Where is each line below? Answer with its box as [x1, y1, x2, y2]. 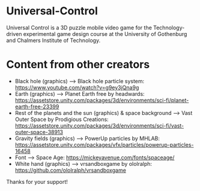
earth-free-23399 [14, 103, 59, 110]
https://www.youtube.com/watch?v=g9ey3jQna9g [14, 84, 139, 91]
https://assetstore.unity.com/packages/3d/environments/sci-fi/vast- [14, 122, 184, 129]
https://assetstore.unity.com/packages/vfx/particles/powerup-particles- [14, 141, 194, 148]
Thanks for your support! [6, 178, 68, 185]
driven [6, 30, 22, 37]
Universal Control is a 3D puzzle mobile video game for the [6, 24, 152, 31]
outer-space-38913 [14, 128, 63, 135]
